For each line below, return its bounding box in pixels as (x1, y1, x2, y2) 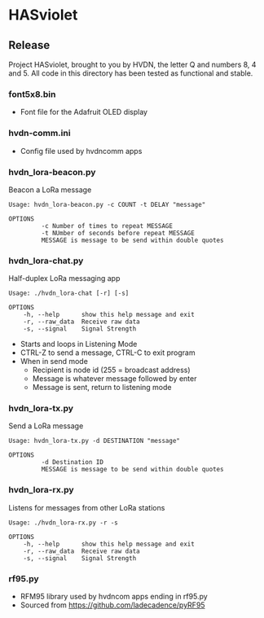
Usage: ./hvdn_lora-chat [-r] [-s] (8, 289, 130, 298)
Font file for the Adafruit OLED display (20, 107, 148, 117)
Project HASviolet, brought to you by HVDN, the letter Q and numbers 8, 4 (8, 59, 257, 69)
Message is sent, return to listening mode (32, 383, 172, 392)
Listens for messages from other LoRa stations (8, 502, 165, 512)
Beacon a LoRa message (8, 185, 92, 195)
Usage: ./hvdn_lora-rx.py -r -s (8, 519, 118, 527)
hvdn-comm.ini (8, 128, 71, 139)
